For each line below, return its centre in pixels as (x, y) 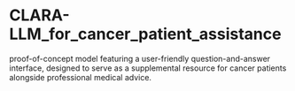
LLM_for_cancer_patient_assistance (145, 34)
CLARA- (39, 15)
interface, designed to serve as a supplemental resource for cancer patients (148, 68)
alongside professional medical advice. (81, 77)
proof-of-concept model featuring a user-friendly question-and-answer (140, 58)
